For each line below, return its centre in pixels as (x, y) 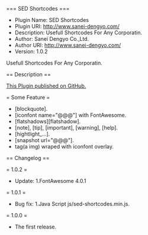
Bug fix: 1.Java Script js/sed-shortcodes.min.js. (72, 204)
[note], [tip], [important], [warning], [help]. (66, 128)
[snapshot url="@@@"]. (44, 140)
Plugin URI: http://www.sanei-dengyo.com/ (67, 26)
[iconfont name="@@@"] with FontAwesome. (70, 115)
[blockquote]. (31, 109)
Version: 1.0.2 (31, 51)
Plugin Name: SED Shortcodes (52, 20)
